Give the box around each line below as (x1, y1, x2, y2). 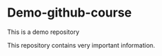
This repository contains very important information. (7, 41, 155, 49)
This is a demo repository (7, 28, 80, 36)
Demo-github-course (7, 5, 132, 21)
